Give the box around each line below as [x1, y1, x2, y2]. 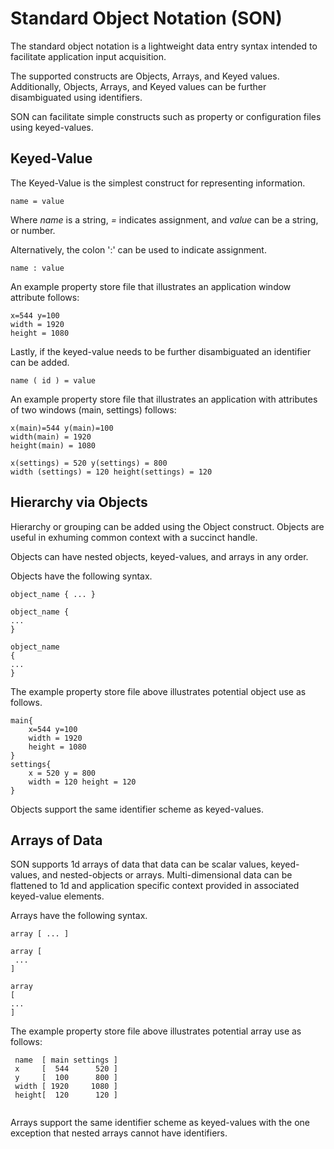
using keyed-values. [10, 121, 94, 133]
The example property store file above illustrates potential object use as [10, 685, 307, 697]
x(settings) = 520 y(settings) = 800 [10, 458, 168, 468]
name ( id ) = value [10, 375, 97, 386]
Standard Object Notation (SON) [10, 7, 283, 30]
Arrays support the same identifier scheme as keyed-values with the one [10, 1117, 311, 1129]
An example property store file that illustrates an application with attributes [10, 393, 318, 405]
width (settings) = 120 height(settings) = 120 [10, 467, 213, 477]
